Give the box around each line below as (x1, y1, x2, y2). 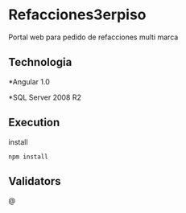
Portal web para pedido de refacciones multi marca (8, 32, 179, 42)
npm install (8, 153, 48, 161)
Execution (8, 116, 60, 129)
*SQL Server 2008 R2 (8, 92, 82, 102)
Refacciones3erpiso (8, 6, 147, 24)
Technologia (8, 55, 72, 69)
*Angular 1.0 (8, 76, 51, 86)
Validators (8, 174, 62, 188)
